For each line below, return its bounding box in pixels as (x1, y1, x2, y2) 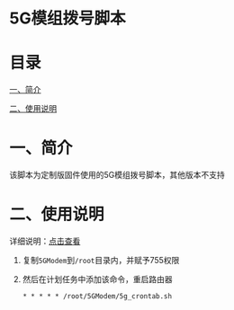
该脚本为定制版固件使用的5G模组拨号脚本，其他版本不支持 (9, 170, 225, 181)
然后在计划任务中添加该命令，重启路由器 (22, 274, 173, 284)
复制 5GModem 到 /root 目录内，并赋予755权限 (22, 255, 180, 265)
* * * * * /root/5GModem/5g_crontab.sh (22, 292, 173, 301)
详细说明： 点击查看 (9, 235, 81, 246)
